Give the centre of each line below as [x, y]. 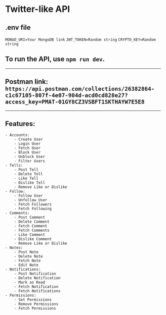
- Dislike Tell [30, 183]
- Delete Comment [32, 222]
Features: [20, 124]
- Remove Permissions [36, 304]
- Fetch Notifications [37, 291]
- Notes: [14, 248]
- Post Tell [26, 170]
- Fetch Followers [33, 205]
